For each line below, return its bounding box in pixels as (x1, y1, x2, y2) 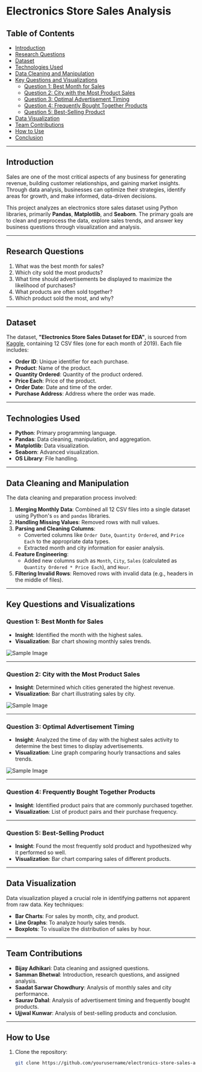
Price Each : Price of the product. (14, 377, 97, 384)
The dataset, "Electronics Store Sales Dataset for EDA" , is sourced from (6, 334, 187, 341)
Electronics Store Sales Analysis (6, 4, 171, 18)
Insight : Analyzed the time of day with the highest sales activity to (14, 736, 179, 743)
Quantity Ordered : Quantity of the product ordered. (14, 371, 143, 378)
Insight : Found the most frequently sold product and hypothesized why (14, 842, 192, 849)
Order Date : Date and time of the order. (14, 384, 113, 391)
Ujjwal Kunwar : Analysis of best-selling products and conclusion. (14, 1009, 177, 1016)
